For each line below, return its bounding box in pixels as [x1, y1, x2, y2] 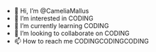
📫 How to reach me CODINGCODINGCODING [13, 37, 149, 45]
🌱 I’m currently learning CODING [13, 22, 109, 30]
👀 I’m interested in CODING [13, 14, 94, 22]
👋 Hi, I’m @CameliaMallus [13, 7, 89, 15]
